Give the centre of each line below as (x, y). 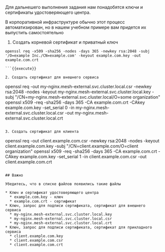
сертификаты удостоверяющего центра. (48, 12)
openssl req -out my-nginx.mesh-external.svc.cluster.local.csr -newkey (78, 87)
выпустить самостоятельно (34, 32)
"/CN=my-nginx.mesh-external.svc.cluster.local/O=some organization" (87, 97)
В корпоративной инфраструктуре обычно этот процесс (65, 22)
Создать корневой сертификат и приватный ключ (65, 42)
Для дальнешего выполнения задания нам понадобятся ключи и (74, 7)
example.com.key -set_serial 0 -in (40, 108)
